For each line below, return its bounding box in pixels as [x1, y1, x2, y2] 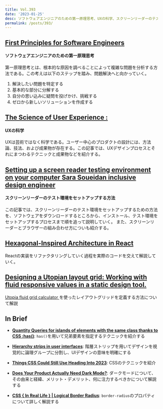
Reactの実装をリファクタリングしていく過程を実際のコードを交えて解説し [5, 253, 152, 259]
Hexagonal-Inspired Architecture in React [5, 239, 134, 247]
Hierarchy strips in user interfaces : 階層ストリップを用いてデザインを [12, 344, 153, 349]
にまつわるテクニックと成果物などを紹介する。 [9, 151, 103, 157]
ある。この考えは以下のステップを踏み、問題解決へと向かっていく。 [13, 70, 149, 76]
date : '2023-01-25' [5, 12, 45, 16]
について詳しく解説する [12, 399, 59, 405]
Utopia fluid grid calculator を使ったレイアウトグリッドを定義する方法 [5, 294, 145, 300]
